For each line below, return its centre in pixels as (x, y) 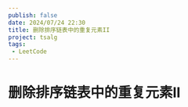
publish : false (33, 15)
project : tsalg (33, 37)
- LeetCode (29, 52)
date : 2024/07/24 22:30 (47, 23)
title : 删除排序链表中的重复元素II (59, 30)
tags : (17, 45)
